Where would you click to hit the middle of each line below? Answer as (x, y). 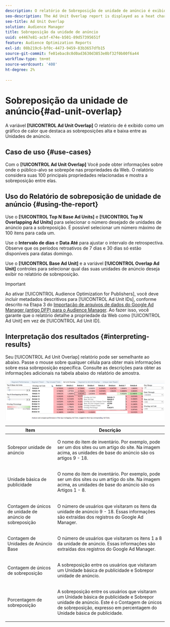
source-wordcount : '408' (31, 64)
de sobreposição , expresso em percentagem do (107, 608)
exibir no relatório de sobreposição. (42, 274)
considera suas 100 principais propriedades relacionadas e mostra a (76, 175)
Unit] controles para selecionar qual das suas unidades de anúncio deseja (83, 268)
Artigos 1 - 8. (72, 490)
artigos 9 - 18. (73, 458)
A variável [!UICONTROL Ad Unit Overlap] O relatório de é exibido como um (84, 126)
